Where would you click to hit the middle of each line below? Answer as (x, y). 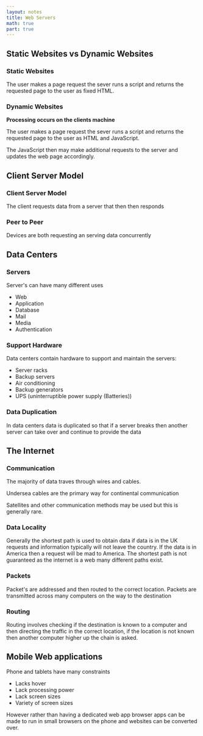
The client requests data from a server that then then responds (85, 206)
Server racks (31, 370)
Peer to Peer (25, 222)
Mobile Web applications (54, 657)
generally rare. (25, 512)
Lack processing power (45, 690)
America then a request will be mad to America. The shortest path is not (97, 554)
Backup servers (35, 377)
